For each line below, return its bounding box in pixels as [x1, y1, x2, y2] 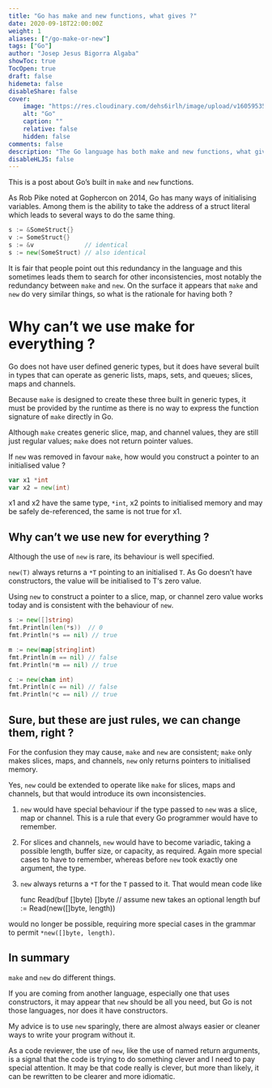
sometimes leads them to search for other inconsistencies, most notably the [8, 272, 262, 281]
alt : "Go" [23, 110, 57, 118]
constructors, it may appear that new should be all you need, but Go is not [8, 996, 253, 1006]
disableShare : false [8, 87, 79, 96]
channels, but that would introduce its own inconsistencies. [8, 788, 206, 799]
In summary [8, 951, 70, 965]
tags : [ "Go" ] [8, 42, 53, 50]
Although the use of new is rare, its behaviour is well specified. [8, 552, 215, 562]
